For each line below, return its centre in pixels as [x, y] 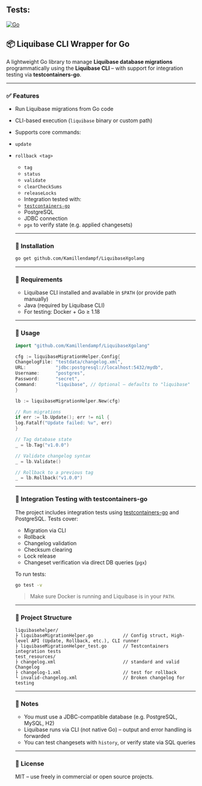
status [32, 174]
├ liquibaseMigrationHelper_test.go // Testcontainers [92, 646]
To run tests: [30, 574]
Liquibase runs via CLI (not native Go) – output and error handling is [108, 730]
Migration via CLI [45, 530]
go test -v [29, 585]
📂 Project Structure [43, 618]
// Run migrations [38, 412]
